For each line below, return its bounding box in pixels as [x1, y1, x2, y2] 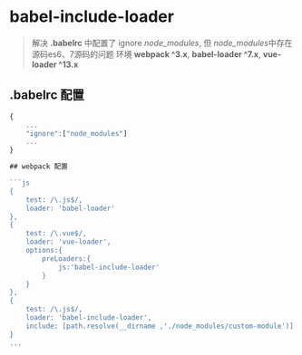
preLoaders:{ [42, 254, 92, 264]
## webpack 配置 [9, 162, 68, 171]
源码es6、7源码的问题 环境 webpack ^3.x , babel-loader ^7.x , [31, 48, 261, 60]
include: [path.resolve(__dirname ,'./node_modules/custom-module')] [25, 321, 295, 331]
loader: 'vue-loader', [25, 237, 112, 246]
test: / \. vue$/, [25, 229, 88, 238]
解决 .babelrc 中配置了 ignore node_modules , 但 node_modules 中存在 [31, 37, 293, 48]
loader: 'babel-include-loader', [25, 313, 152, 322]
